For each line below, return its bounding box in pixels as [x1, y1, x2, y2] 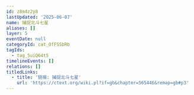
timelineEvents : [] [6, 58, 54, 64]
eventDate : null [6, 36, 46, 42]
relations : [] [6, 63, 41, 70]
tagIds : [6, 47, 25, 53]
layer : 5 [6, 31, 28, 37]
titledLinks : [6, 69, 38, 75]
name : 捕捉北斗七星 [6, 19, 49, 25]
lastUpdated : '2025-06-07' [6, 14, 73, 20]
